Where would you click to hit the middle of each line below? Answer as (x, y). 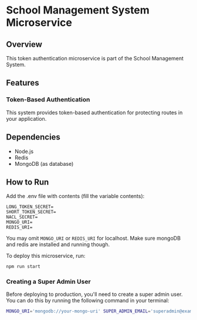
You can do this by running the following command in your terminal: (88, 301)
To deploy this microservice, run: (46, 256)
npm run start (23, 267)
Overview (24, 44)
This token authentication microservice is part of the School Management (95, 58)
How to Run (28, 182)
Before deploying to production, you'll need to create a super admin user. (94, 294)
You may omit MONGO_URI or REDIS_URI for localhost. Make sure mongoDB (93, 239)
